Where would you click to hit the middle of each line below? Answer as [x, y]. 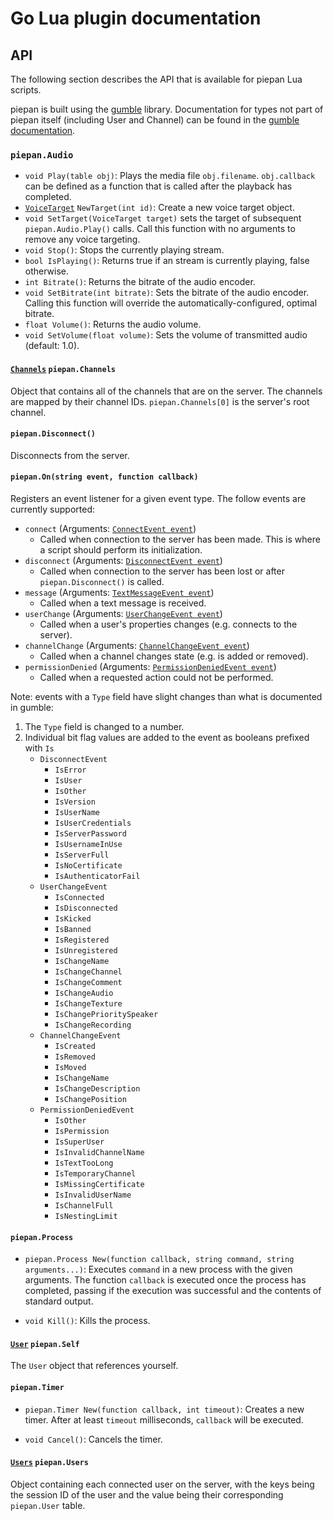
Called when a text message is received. [123, 603]
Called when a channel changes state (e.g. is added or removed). [174, 656]
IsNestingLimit [86, 1216]
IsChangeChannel [88, 972]
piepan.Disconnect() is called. [102, 581]
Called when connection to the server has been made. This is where [180, 539]
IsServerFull [82, 855]
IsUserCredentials [93, 823]
